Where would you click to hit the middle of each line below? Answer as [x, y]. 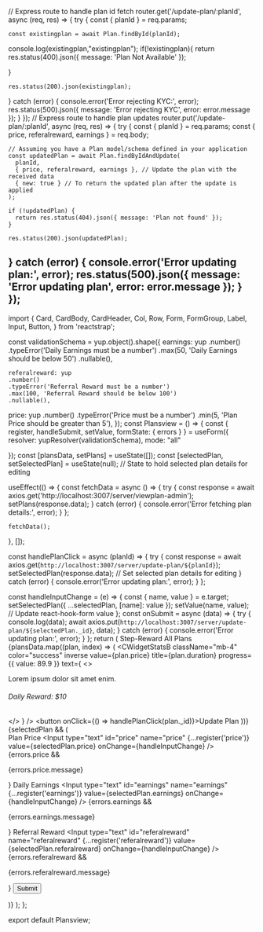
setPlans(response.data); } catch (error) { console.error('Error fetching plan [130, 504]
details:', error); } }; [39, 512]
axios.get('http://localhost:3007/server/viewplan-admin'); [101, 495]
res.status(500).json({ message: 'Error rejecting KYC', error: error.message [129, 110]
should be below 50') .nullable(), [60, 358]
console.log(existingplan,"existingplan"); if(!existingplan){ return [111, 49]
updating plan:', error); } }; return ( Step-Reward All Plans [100, 638]
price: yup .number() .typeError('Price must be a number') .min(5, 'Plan [123, 415]
